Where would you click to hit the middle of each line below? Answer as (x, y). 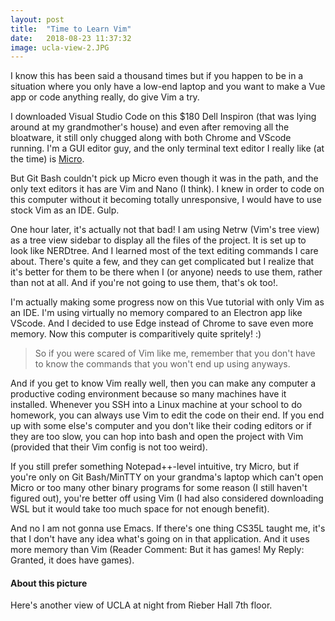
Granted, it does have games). (72, 560)
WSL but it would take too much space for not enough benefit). (140, 509)
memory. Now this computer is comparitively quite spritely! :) (136, 334)
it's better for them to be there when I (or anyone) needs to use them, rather (166, 272)
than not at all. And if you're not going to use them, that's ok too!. (144, 283)
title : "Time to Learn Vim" (71, 29)
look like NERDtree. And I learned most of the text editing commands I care (164, 251)
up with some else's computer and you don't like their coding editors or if (161, 426)
